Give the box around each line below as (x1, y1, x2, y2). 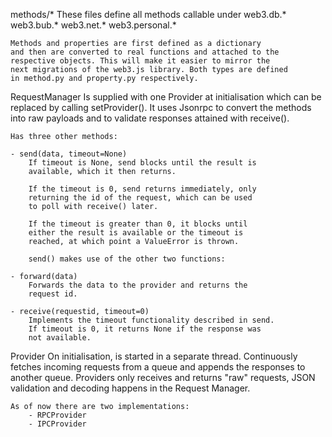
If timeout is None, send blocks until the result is (28, 158, 257, 168)
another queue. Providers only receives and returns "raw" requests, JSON (10, 372, 316, 383)
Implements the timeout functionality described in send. (28, 315, 275, 325)
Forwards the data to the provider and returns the (28, 280, 248, 290)
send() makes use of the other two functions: (28, 254, 226, 264)
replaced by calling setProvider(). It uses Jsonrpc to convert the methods (10, 102, 312, 113)
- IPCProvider (28, 419, 87, 429)
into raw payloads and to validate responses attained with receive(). (10, 112, 290, 124)
